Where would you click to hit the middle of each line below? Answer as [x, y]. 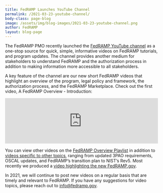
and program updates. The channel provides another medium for [70, 56]
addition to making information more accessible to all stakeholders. [72, 66]
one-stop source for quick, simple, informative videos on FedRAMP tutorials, [81, 51]
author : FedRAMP [21, 28]
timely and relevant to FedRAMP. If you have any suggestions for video [76, 180]
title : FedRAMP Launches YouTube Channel [48, 9]
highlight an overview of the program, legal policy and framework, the [75, 81]
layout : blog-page [24, 32]
